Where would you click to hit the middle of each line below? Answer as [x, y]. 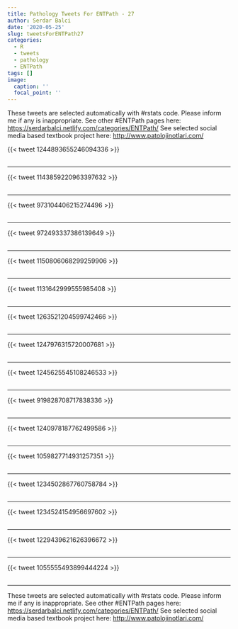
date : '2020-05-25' [36, 27]
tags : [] [20, 73]
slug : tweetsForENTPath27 [45, 34]
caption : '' [32, 86]
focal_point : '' [38, 93]
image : [17, 80]
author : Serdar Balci [39, 21]
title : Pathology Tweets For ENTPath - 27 [71, 14]
